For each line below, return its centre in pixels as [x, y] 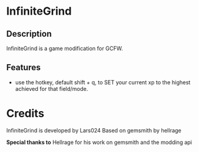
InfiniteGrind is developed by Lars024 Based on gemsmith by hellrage [94, 130]
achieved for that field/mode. [51, 89]
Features [23, 67]
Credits [25, 114]
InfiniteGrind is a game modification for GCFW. [65, 48]
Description [29, 34]
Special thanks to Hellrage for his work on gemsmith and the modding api [99, 142]
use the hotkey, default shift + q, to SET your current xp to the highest [103, 82]
